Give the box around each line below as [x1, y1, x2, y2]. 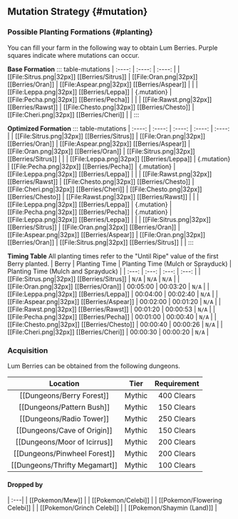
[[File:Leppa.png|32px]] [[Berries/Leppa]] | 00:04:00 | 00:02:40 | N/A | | [7, 289, 219, 298]
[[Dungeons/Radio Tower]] [19, 413, 110, 423]
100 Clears [157, 460, 196, 470]
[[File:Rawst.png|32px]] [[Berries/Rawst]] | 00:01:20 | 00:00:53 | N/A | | [7, 305, 216, 313]
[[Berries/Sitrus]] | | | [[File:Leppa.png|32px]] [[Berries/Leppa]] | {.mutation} [7, 154, 231, 163]
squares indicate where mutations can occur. [7, 51, 140, 59]
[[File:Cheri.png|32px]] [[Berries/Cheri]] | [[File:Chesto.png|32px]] [7, 185, 202, 193]
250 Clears [157, 413, 196, 423]
